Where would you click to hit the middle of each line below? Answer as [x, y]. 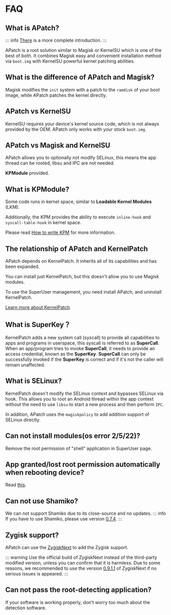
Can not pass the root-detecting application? [79, 590]
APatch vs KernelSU [38, 111]
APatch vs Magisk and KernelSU [58, 145]
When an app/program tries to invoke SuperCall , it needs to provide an [80, 348]
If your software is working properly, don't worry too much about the [78, 602]
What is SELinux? [34, 381]
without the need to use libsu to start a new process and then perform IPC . [84, 404]
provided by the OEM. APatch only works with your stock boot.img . [76, 129]
